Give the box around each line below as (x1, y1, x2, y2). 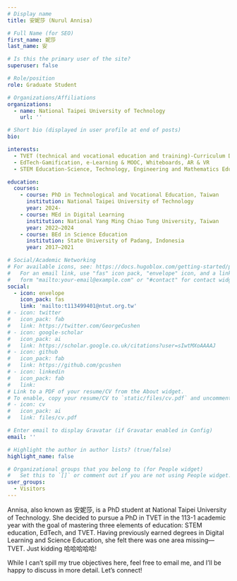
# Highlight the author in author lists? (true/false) (7, 446, 172, 453)
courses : (13, 185, 39, 192)
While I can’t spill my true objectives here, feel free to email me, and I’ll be (7, 558, 221, 567)
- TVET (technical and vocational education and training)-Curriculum (13, 152, 226, 160)
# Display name (7, 10, 52, 18)
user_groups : (7, 479, 46, 486)
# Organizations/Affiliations (7, 94, 97, 101)
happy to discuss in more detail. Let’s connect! (7, 565, 142, 574)
